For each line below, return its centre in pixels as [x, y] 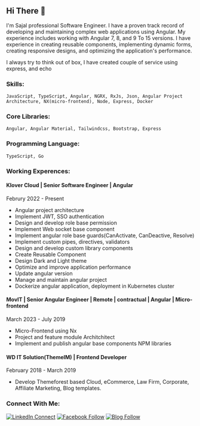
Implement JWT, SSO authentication [59, 216]
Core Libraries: [28, 117]
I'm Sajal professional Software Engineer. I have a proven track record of [95, 25]
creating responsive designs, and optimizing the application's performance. [99, 51]
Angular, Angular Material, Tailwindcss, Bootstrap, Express [84, 129]
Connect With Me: [33, 404]
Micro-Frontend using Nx [46, 331]
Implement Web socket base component [64, 229]
